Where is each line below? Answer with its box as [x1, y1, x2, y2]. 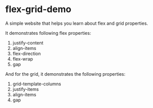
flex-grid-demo [5, 4, 72, 15]
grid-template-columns [12, 81, 61, 87]
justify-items [12, 86, 39, 92]
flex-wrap [12, 56, 33, 62]
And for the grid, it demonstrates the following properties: [5, 71, 126, 77]
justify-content [12, 39, 44, 46]
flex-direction [12, 50, 41, 57]
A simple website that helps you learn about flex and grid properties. [5, 20, 148, 26]
